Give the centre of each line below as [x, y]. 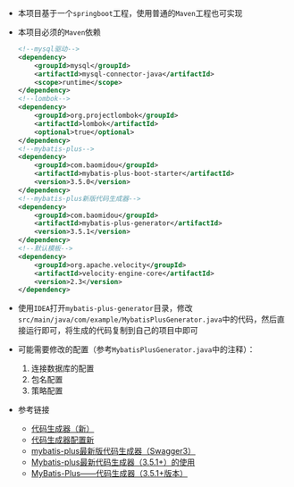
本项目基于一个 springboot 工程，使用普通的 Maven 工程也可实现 [130, 13]
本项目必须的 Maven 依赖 [59, 32]
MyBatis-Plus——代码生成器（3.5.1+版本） [109, 474]
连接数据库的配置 [63, 368]
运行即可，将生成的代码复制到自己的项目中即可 [112, 331]
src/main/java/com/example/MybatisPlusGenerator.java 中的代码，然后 [147, 319]
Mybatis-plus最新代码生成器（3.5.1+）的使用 [113, 462]
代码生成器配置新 [63, 440]
